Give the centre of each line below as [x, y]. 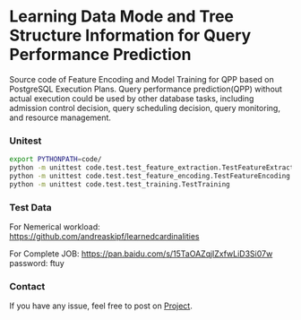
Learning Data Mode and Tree [122, 17]
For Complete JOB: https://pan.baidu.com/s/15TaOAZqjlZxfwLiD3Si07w [141, 254]
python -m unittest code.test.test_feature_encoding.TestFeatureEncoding [150, 176]
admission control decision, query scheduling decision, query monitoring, [145, 108]
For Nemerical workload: [55, 227]
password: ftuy [37, 264]
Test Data [30, 207]
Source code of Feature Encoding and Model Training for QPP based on [142, 79]
